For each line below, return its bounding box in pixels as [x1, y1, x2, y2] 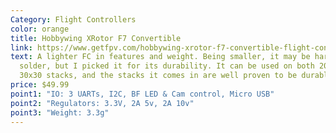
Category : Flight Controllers [10, 14, 137, 25]
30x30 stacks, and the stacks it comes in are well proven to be [19, 71, 298, 81]
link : [10, 42, 33, 53]
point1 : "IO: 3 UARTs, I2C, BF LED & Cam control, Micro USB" [10, 89, 275, 99]
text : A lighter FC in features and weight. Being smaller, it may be [10, 52, 311, 62]
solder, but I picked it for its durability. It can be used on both [19, 61, 315, 71]
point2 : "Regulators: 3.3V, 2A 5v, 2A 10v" [10, 98, 195, 108]
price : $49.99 [10, 80, 70, 90]
